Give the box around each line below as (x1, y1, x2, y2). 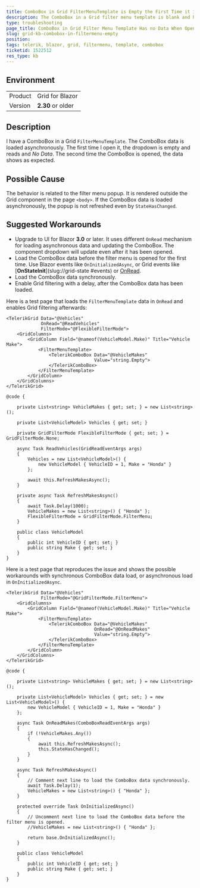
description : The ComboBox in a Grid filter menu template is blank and (6, 14, 190, 20)
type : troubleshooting (6, 20, 62, 26)
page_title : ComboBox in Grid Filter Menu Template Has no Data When (6, 25, 183, 32)
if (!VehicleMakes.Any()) (27, 730, 92, 736)
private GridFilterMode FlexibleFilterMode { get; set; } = (17, 430, 169, 436)
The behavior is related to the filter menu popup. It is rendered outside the (6, 190, 187, 197)
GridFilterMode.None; (6, 435, 60, 441)
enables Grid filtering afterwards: (6, 304, 87, 311)
